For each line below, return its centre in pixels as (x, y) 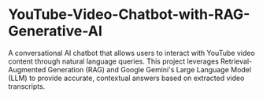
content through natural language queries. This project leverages (113, 61)
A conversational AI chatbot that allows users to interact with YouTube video (132, 53)
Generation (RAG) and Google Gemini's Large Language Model (150, 69)
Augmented (27, 69)
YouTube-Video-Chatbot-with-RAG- (129, 15)
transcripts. (27, 86)
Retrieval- (236, 61)
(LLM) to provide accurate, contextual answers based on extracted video (126, 78)
